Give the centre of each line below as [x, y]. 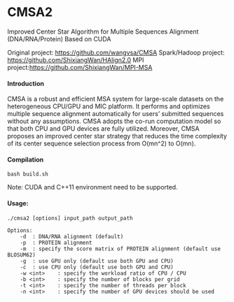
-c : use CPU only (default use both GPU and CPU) [97, 267]
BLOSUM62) [22, 255]
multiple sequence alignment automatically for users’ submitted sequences [116, 114]
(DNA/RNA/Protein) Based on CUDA [59, 38]
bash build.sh [28, 174]
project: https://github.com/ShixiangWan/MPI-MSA [80, 67]
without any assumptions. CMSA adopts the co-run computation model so [114, 121]
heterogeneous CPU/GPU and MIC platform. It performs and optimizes [109, 106]
